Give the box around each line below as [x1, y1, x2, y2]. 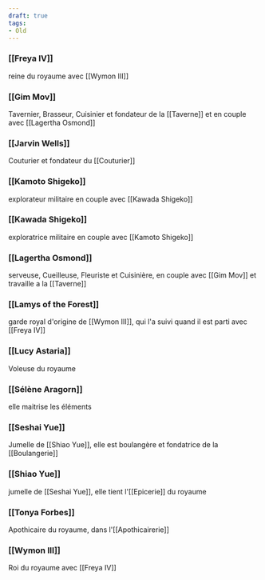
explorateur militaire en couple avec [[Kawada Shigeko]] [8, 194, 193, 204]
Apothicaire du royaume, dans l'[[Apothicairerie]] [8, 525, 169, 534]
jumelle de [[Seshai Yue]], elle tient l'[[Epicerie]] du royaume [8, 486, 207, 496]
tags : [8, 19, 26, 27]
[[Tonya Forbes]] [8, 506, 75, 518]
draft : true [8, 11, 48, 20]
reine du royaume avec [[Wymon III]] [8, 71, 129, 81]
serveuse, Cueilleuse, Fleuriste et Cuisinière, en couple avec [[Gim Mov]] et [8, 270, 257, 280]
